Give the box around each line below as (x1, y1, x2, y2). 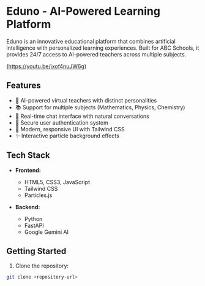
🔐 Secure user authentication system (15, 118, 109, 126)
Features (6, 80, 41, 91)
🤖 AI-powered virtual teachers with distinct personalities (15, 96, 157, 104)
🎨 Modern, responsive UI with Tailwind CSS (15, 125, 125, 133)
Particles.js (24, 191, 53, 199)
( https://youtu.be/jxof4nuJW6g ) (6, 63, 87, 70)
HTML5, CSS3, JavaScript (24, 178, 91, 185)
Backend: (15, 203, 40, 211)
